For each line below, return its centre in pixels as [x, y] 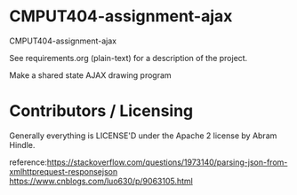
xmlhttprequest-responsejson [64, 171]
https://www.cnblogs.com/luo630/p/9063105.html [101, 181]
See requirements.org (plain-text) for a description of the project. [128, 58]
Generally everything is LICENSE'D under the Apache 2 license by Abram [143, 136]
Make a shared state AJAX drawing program [90, 75]
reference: [28, 162]
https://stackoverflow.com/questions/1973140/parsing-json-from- [167, 162]
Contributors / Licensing [101, 111]
